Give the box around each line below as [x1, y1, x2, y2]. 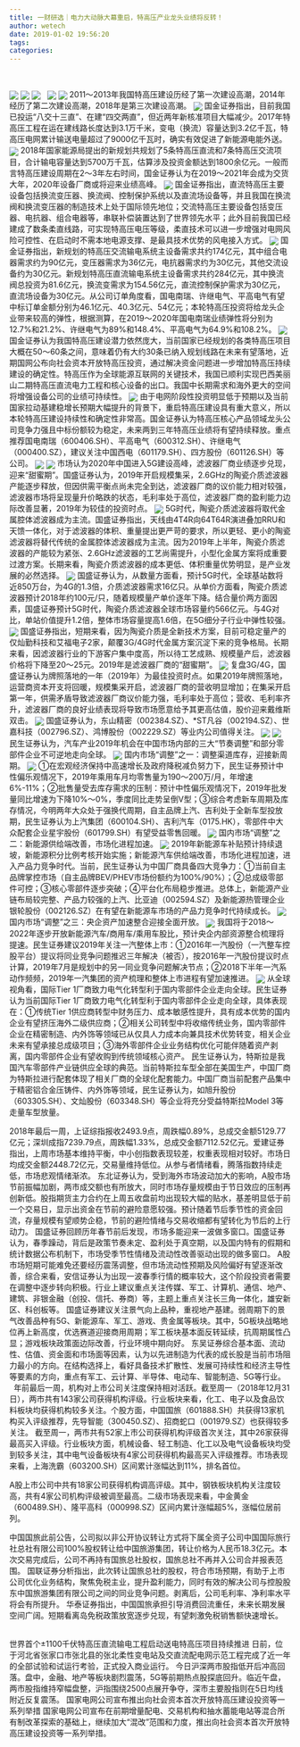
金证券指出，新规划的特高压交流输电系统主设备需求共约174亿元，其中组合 [9, 245, 279, 256]
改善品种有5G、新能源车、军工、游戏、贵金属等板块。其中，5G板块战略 [16, 1315, 281, 1326]
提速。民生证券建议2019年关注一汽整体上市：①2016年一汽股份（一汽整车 [9, 939, 283, 950]
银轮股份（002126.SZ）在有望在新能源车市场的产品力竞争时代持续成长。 [9, 905, 276, 916]
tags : [9, 37, 29, 47]
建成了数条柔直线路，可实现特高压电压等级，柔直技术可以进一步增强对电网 [9, 223, 283, 234]
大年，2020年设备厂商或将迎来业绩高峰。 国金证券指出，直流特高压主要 [9, 179, 285, 189]
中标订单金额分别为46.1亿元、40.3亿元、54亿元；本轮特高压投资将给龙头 [9, 301, 277, 312]
